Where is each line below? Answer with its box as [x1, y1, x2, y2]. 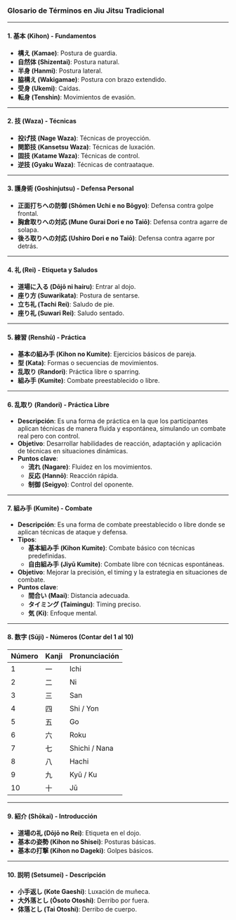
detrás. [17, 242, 39, 250]
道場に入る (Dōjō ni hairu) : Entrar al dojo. [17, 283, 136, 291]
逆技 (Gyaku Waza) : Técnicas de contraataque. [17, 160, 155, 168]
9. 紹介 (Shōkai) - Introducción [7, 811, 98, 820]
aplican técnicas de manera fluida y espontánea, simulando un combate [17, 424, 226, 432]
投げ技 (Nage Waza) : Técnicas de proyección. [17, 133, 151, 142]
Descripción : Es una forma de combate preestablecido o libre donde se [17, 520, 225, 529]
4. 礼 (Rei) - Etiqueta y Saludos [7, 265, 98, 274]
